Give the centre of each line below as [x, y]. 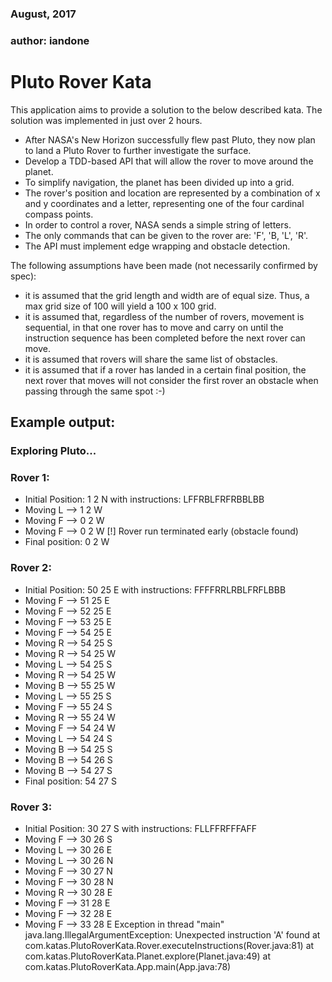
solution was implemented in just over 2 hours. [106, 120]
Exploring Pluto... [53, 451]
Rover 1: [30, 478]
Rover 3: [31, 807]
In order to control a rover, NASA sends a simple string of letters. [158, 224]
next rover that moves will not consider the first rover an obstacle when [171, 380]
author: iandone [50, 40]
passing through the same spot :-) [95, 391]
